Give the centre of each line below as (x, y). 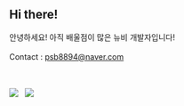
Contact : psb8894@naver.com (67, 56)
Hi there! (34, 15)
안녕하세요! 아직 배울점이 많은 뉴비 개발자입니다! (92, 37)
